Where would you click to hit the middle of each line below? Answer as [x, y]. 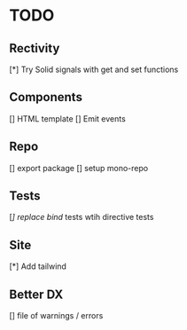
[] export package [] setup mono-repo [79, 168]
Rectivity [35, 48]
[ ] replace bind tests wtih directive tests [82, 217]
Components [46, 97]
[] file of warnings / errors [56, 316]
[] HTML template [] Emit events [67, 118]
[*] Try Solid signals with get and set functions [94, 69]
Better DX [36, 294]
